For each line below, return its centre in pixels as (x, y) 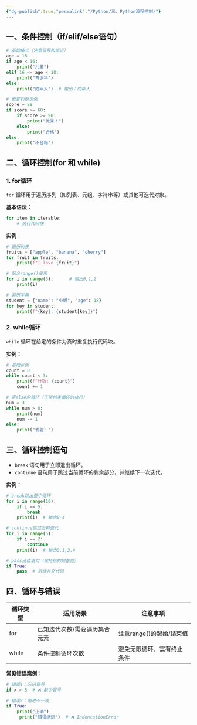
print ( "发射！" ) (35, 430)
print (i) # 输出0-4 (41, 518)
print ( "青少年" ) (35, 78)
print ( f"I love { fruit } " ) (48, 263)
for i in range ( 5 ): (30, 534)
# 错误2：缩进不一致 (28, 700)
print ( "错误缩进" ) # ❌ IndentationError (69, 717)
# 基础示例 (18, 365)
